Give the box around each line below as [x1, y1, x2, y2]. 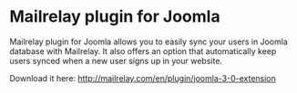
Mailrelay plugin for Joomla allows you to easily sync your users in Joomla [9, 36, 289, 47]
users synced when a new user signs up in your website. [9, 55, 223, 66]
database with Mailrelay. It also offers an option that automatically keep [9, 45, 277, 56]
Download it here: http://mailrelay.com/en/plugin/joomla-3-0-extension [9, 72, 276, 83]
